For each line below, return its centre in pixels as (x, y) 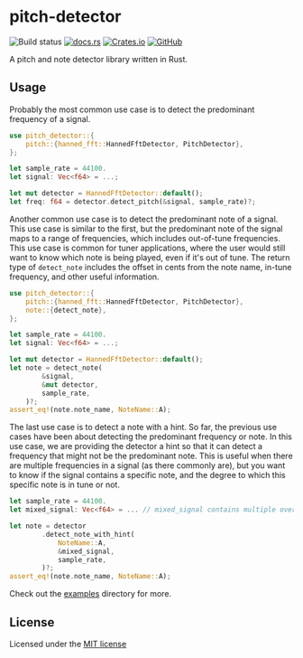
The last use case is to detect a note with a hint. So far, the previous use (143, 428)
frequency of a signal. (50, 118)
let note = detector (48, 526)
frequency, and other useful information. (84, 277)
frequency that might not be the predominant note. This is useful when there (151, 456)
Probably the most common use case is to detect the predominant (132, 109)
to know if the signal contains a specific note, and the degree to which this (147, 475)
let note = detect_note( (56, 368)
